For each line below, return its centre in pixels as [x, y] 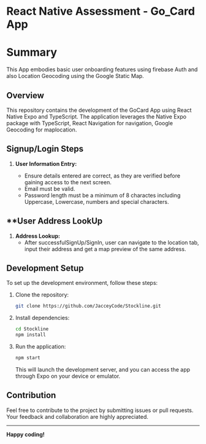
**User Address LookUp [55, 221]
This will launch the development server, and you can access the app [103, 369]
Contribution [31, 395]
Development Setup [45, 268]
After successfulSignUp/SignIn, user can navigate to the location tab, [112, 242]
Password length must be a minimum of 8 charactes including [102, 195]
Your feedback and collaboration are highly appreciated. [77, 416]
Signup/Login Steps [45, 149]
